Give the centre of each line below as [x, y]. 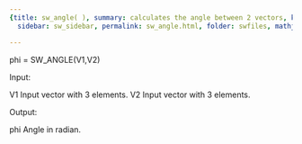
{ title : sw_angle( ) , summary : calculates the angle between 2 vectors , [148, 18]
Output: [23, 112]
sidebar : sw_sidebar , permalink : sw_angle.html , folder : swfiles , [144, 26]
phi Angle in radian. [45, 129]
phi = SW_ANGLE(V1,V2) [55, 59]
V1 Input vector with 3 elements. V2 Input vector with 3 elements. [130, 94]
